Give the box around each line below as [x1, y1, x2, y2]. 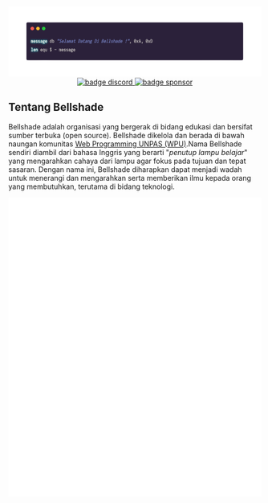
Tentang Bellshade [8, 100, 104, 114]
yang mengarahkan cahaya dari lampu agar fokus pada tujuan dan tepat [8, 156, 246, 166]
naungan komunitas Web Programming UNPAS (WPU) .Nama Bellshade [8, 139, 242, 149]
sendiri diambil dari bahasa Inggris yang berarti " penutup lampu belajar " [8, 147, 248, 157]
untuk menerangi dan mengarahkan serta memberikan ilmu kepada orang [8, 173, 251, 182]
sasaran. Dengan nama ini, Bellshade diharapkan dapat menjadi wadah [8, 164, 242, 174]
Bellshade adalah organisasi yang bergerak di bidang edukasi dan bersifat [8, 121, 253, 131]
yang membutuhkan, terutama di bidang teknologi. [8, 182, 175, 191]
